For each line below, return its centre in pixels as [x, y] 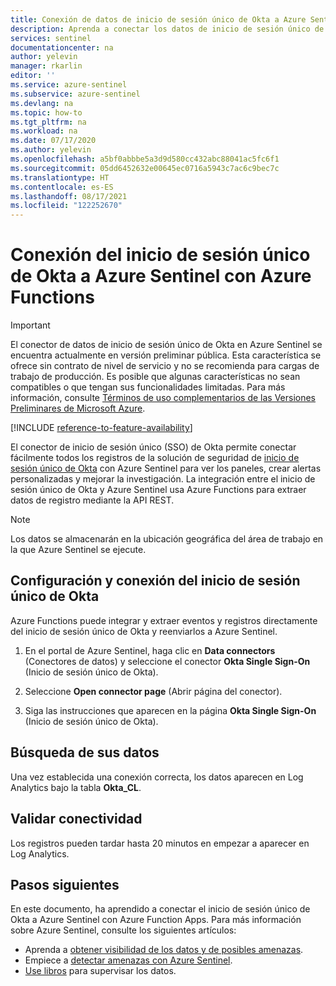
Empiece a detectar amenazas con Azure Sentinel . [128, 960]
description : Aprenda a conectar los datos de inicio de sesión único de [167, 29]
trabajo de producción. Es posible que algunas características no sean [155, 377]
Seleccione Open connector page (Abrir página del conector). [153, 691]
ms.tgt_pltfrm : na [48, 122]
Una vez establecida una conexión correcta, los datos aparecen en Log [157, 777]
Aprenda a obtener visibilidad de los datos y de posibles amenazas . [164, 950]
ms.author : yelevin [51, 150]
